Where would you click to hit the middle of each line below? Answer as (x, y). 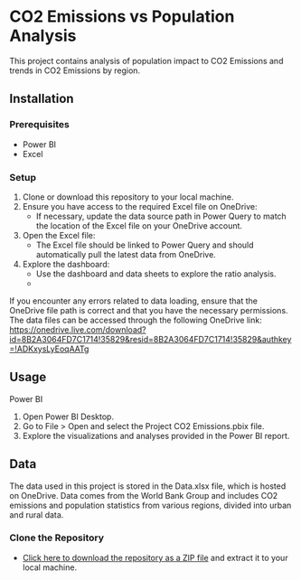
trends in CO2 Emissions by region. (75, 70)
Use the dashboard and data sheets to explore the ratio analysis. (156, 274)
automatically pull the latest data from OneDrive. (126, 254)
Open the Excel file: (59, 235)
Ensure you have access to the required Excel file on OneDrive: (140, 206)
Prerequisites (39, 125)
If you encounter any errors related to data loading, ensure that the (133, 301)
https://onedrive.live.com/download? (78, 329)
